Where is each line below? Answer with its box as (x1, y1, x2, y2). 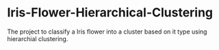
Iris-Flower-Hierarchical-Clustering (7, 5, 214, 21)
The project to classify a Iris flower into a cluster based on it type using (7, 27, 207, 36)
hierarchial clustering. (7, 34, 68, 42)
